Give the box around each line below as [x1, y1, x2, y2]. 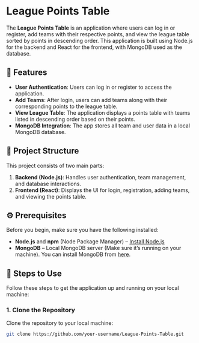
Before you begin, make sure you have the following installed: [6, 226, 159, 234]
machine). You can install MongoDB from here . [14, 251, 131, 258]
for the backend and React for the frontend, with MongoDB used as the [6, 43, 182, 51]
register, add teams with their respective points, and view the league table [6, 30, 189, 37]
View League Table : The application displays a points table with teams [14, 109, 191, 116]
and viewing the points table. [14, 193, 87, 200]
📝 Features [6, 68, 47, 78]
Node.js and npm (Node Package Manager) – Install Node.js [14, 238, 165, 245]
